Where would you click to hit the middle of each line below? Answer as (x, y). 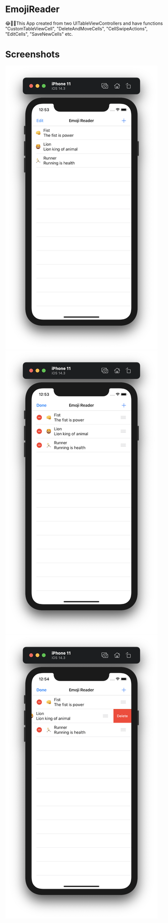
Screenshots (33, 55)
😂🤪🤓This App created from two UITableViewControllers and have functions (84, 23)
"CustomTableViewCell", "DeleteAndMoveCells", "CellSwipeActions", (76, 28)
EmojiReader (32, 9)
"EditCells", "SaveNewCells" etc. (39, 34)
